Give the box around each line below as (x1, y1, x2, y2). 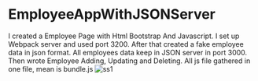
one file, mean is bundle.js (8, 64, 94, 73)
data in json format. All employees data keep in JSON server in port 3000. (8, 48, 248, 57)
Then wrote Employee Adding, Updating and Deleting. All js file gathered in (8, 56, 251, 65)
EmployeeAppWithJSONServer (8, 5, 216, 23)
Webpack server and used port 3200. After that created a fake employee (8, 39, 244, 48)
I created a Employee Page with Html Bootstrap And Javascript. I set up (8, 31, 240, 40)
